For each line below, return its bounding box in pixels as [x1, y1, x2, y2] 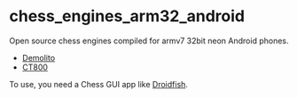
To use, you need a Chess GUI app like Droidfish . [9, 79, 189, 89]
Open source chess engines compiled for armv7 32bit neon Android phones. [9, 35, 290, 46]
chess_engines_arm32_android [9, 6, 246, 26]
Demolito [21, 52, 56, 63]
